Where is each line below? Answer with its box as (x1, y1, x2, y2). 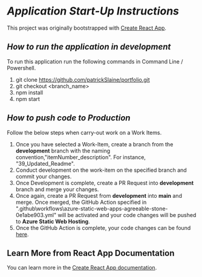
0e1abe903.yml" (15, 211, 57, 218)
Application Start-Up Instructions (7, 4, 180, 18)
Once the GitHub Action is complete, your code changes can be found (15, 224, 191, 231)
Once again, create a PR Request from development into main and (15, 192, 182, 199)
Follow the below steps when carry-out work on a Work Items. (7, 129, 162, 136)
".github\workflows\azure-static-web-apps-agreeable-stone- (15, 204, 168, 212)
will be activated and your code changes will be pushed (57, 211, 197, 218)
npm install (15, 89, 44, 96)
